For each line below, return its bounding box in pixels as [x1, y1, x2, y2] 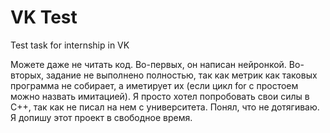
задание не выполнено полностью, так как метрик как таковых [46, 69, 318, 81]
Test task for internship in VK [10, 39, 130, 51]
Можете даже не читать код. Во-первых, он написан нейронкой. [10, 58, 287, 70]
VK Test [10, 6, 78, 29]
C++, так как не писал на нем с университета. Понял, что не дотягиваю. [10, 101, 320, 113]
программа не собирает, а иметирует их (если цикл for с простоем [10, 79, 299, 91]
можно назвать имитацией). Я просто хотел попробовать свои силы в [10, 90, 310, 102]
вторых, [10, 69, 45, 81]
